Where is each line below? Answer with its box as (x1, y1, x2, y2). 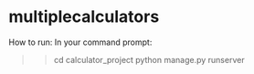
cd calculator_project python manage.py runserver (53, 54, 245, 65)
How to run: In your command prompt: (8, 37, 153, 48)
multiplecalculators (8, 6, 160, 27)
